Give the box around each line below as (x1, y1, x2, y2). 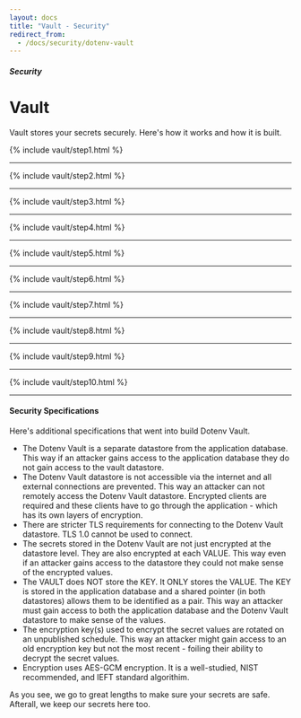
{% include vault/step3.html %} (9, 196, 125, 206)
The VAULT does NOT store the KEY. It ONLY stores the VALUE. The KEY (21, 576, 291, 587)
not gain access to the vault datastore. (21, 461, 164, 472)
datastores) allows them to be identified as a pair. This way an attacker (21, 595, 284, 606)
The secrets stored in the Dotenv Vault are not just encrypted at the (21, 538, 271, 548)
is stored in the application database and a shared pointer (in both (21, 585, 266, 597)
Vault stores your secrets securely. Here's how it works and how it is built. (9, 127, 282, 137)
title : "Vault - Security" (9, 22, 110, 31)
